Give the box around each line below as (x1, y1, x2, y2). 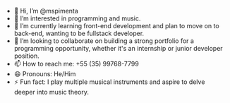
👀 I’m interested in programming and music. (13, 14, 141, 23)
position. (13, 51, 40, 60)
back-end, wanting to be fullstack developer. (13, 29, 145, 37)
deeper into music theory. (13, 88, 90, 96)
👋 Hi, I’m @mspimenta (13, 7, 79, 15)
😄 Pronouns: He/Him (13, 70, 76, 78)
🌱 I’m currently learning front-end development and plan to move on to (13, 22, 220, 30)
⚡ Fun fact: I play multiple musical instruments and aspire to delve (13, 78, 205, 86)
